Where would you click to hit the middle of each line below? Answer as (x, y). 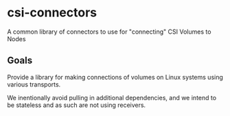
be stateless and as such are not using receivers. (77, 105)
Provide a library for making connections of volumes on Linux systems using (115, 77)
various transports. (34, 84)
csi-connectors (52, 13)
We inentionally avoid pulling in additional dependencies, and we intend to (112, 97)
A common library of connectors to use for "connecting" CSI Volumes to (109, 32)
